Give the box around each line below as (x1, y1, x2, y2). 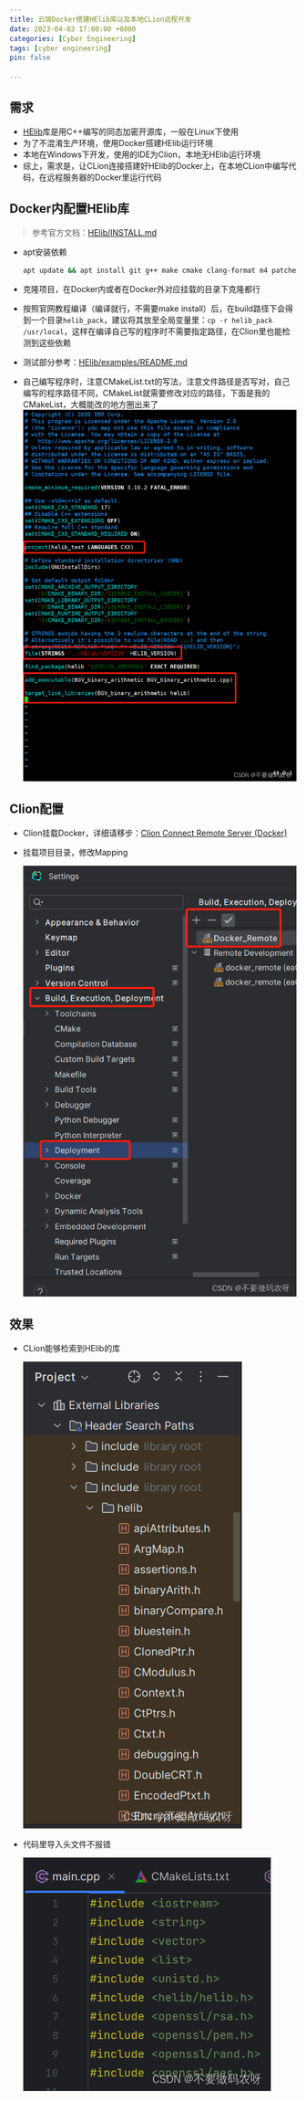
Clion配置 (9, 802, 64, 817)
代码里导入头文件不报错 (22, 1838, 111, 1849)
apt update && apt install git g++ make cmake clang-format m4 (22, 266, 269, 275)
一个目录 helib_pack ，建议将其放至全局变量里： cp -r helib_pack (30, 314, 273, 325)
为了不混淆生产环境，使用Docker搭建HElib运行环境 (22, 137, 214, 148)
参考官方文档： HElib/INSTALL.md (31, 226, 158, 237)
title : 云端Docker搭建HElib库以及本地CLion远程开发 (9, 15, 192, 24)
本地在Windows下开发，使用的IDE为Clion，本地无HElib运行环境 (22, 149, 261, 160)
